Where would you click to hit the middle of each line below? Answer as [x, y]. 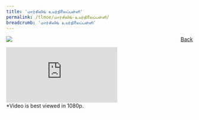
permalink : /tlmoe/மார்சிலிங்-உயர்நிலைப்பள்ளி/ [58, 17]
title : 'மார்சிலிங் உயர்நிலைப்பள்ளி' [44, 12]
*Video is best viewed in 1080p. [45, 106]
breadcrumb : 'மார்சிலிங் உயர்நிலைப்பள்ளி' [51, 22]
